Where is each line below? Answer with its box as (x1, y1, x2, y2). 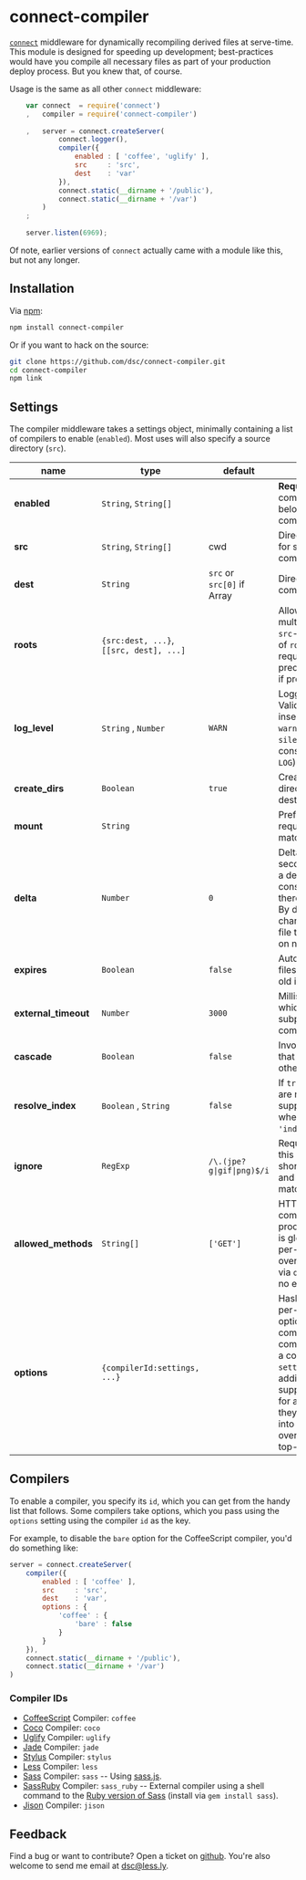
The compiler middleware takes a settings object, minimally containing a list (9, 423, 293, 434)
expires (14, 964, 47, 977)
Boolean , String (101, 1100, 170, 1112)
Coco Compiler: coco (22, 1722, 101, 1733)
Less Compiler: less (22, 1761, 98, 1772)
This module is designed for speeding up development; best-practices (9, 46, 274, 57)
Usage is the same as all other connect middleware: (9, 83, 202, 94)
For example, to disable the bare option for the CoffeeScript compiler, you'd (9, 1532, 293, 1543)
